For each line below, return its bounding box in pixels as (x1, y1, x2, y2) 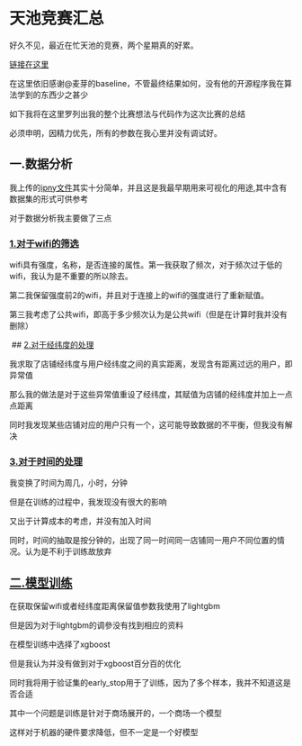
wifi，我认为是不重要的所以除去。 (9, 271, 133, 282)
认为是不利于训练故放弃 (24, 546, 112, 557)
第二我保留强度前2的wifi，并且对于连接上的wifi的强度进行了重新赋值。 (9, 290, 270, 301)
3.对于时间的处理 (9, 455, 84, 468)
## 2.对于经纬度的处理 (11, 340, 94, 350)
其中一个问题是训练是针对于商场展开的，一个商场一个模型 (9, 708, 222, 719)
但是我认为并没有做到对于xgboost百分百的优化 (9, 659, 182, 669)
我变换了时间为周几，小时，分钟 (9, 478, 128, 488)
